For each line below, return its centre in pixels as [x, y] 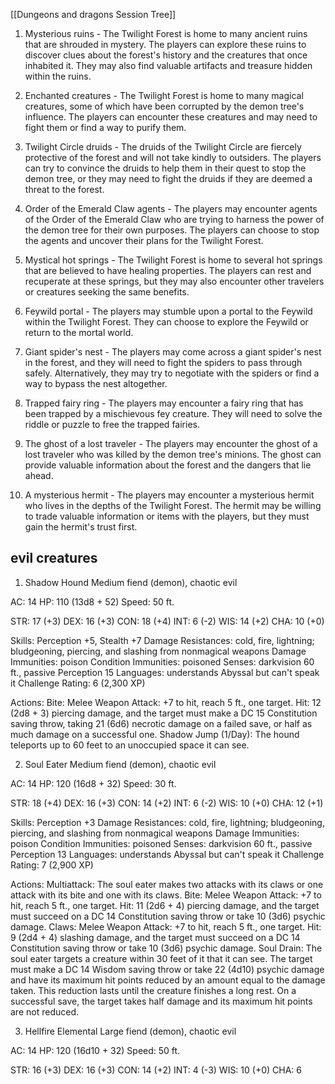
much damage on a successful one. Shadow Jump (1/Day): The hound [155, 734]
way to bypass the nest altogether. [96, 383]
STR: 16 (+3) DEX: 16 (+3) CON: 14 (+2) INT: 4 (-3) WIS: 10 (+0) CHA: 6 [156, 1070]
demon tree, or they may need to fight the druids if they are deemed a [168, 178]
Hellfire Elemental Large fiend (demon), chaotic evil [130, 1031]
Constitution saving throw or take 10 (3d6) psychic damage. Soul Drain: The [166, 948]
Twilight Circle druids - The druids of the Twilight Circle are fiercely [163, 147]
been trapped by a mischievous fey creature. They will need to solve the [173, 413]
